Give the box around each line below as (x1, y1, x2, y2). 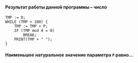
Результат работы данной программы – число (5, 4, 107, 10)
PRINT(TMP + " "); (14, 37, 52, 42)
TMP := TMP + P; (14, 24, 48, 29)
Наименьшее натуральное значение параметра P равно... (5, 51, 133, 57)
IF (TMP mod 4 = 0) (14, 28, 55, 33)
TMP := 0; (5, 15, 26, 20)
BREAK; (23, 32, 37, 37)
